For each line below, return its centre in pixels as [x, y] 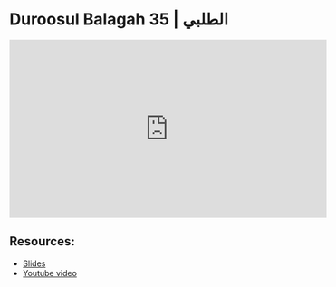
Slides [34, 263]
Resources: [42, 241]
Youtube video [49, 273]
